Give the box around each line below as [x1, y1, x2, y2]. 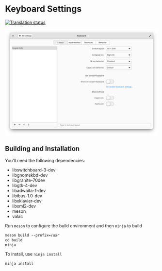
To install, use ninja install [5, 251, 62, 257]
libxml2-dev [12, 203, 36, 209]
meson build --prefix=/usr [5, 233, 60, 237]
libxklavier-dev [12, 198, 42, 203]
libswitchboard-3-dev [12, 167, 56, 173]
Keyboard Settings [5, 3, 82, 15]
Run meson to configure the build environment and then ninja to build [5, 222, 142, 229]
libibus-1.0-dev [12, 193, 43, 199]
